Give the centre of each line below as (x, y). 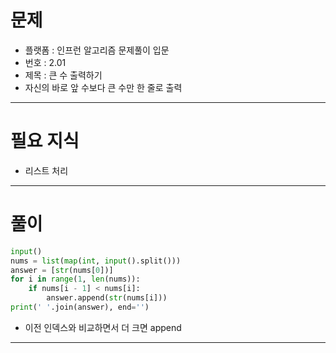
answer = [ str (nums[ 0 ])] (62, 270)
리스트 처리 (46, 170)
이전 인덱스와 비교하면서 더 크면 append (103, 327)
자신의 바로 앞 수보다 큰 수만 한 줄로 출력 (103, 87)
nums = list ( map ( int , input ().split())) (96, 261)
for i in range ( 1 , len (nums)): (75, 279)
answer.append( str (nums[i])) (107, 298)
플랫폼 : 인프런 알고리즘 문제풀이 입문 (97, 50)
